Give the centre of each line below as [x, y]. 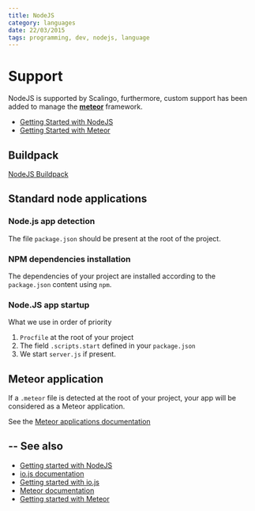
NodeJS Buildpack [38, 174]
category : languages [42, 23]
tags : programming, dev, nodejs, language [79, 37]
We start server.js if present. [67, 354]
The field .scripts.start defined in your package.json [107, 346]
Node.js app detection [52, 222]
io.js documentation [52, 473]
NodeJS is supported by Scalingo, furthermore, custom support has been [128, 99]
